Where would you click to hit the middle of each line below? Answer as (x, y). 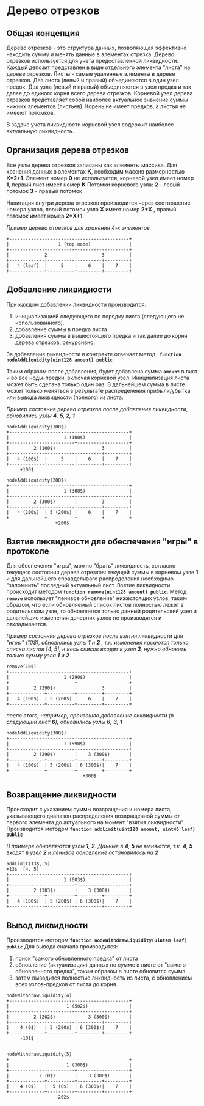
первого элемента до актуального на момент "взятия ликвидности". (96, 822)
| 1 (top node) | (69, 244)
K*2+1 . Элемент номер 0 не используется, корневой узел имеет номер (100, 178)
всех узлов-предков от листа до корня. (66, 984)
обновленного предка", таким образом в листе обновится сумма (100, 972)
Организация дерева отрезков (68, 150)
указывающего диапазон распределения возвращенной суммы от (93, 816)
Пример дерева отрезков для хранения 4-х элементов (78, 227)
